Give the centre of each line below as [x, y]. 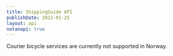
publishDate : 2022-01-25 [38, 18]
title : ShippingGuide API [39, 12]
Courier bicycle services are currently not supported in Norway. [87, 46]
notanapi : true [26, 29]
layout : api [21, 23]
